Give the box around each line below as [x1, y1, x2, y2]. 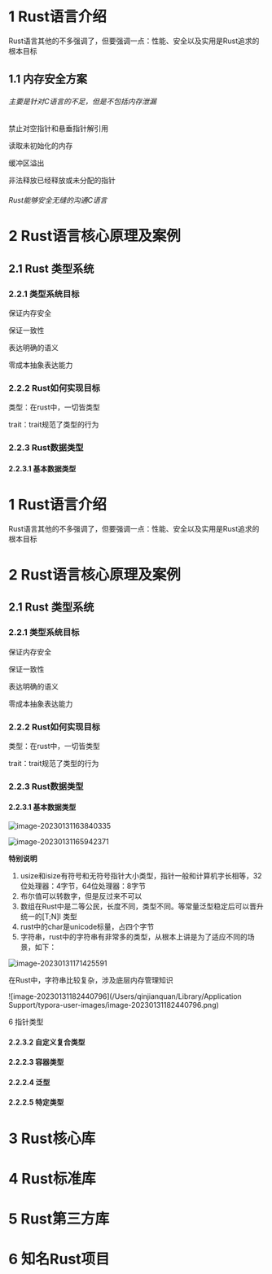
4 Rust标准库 [8, 1169, 96, 1188]
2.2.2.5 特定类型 [8, 1097, 64, 1107]
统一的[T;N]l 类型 [20, 912, 77, 922]
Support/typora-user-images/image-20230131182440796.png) [8, 1000, 220, 1010]
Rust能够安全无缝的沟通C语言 [8, 195, 107, 205]
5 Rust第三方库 [8, 1210, 110, 1228]
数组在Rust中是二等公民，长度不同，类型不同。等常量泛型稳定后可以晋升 [20, 901, 265, 912]
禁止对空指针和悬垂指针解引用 [8, 123, 108, 133]
